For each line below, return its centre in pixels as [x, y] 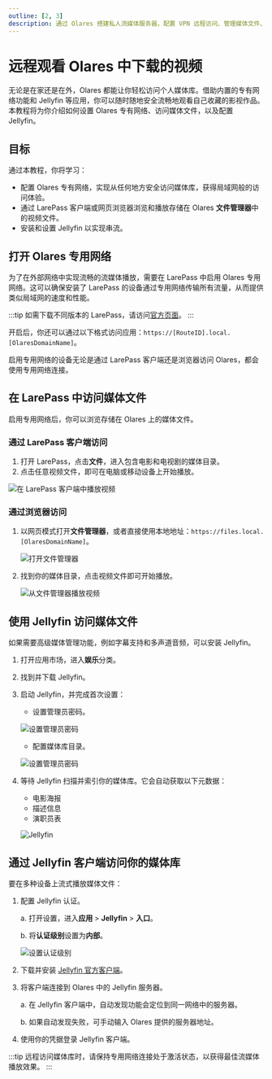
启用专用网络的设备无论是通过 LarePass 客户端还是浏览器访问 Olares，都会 [134, 360]
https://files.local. [227, 532]
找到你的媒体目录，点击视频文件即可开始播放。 [98, 576]
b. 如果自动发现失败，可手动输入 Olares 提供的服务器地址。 [119, 1022]
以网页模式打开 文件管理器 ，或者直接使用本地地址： [106, 531]
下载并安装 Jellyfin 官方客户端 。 [73, 970]
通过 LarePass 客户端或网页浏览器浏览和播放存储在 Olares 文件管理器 [136, 207]
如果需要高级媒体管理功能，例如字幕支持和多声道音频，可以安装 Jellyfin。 [132, 643]
